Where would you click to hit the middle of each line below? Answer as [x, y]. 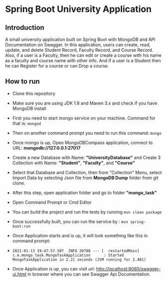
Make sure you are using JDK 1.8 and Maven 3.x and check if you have [85, 103]
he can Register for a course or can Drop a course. [57, 66]
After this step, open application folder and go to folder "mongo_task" [85, 192]
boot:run [21, 226]
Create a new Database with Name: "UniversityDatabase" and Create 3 [86, 157]
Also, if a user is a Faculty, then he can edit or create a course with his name [83, 55]
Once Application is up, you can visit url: [54, 269]
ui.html [19, 274]
